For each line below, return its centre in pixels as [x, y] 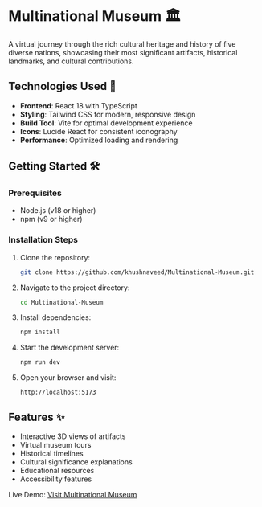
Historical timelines [51, 454]
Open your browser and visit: [68, 378]
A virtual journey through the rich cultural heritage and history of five [122, 44]
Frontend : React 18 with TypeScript [79, 105]
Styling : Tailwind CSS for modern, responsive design [108, 114]
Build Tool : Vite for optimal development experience [106, 123]
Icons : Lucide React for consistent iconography [99, 131]
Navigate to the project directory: [75, 288]
